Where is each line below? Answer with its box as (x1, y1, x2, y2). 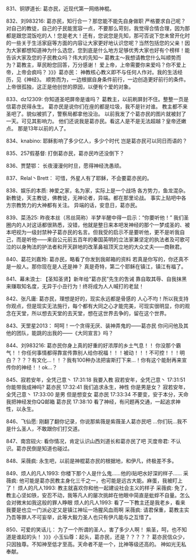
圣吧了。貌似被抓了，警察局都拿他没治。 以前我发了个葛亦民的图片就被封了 (6, 110, 187, 117)
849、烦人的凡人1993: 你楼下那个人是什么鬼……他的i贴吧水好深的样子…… (6, 470, 182, 476)
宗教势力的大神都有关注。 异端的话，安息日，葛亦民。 (10, 202, 141, 209)
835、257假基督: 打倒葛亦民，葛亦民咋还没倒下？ (6, 150, 125, 157)
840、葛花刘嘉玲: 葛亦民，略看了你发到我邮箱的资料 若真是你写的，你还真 (6, 256, 184, 262)
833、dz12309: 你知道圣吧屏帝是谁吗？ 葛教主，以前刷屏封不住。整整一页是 (6, 96, 189, 102)
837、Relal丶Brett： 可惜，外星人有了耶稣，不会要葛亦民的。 (6, 175, 153, 181)
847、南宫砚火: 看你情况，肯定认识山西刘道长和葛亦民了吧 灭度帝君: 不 (6, 438, 176, 444)
